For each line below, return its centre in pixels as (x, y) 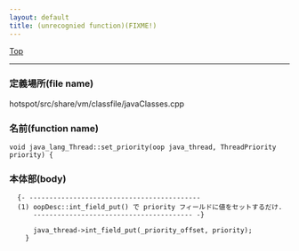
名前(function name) (54, 128)
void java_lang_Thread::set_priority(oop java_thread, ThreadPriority (143, 147)
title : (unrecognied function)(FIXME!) (83, 26)
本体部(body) (38, 179)
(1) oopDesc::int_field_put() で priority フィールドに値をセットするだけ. (150, 208)
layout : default (39, 17)
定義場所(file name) (52, 83)
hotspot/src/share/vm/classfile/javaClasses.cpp (97, 104)
